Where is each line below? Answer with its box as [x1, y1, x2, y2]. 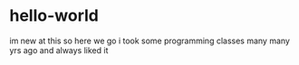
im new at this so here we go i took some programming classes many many [9, 35, 290, 46]
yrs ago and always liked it [9, 44, 109, 55]
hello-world [9, 5, 100, 26]
